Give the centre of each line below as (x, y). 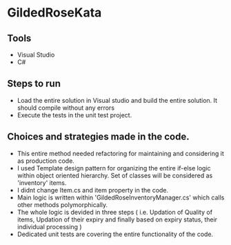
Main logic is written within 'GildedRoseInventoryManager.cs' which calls (121, 197)
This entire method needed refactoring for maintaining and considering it (120, 153)
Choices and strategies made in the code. (98, 137)
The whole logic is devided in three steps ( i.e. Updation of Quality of (114, 212)
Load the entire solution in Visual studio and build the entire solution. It (117, 100)
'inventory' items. (42, 183)
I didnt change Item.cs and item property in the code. (93, 190)
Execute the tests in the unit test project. (74, 115)
